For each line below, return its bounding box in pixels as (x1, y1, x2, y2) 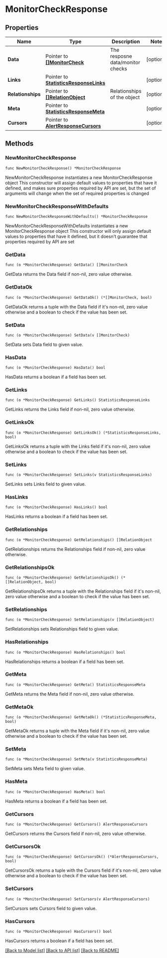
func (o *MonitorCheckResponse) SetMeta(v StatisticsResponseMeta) (5, 757, 148, 762)
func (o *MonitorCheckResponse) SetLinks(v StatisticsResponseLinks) (5, 473, 153, 478)
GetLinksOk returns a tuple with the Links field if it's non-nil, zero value (5, 443, 151, 449)
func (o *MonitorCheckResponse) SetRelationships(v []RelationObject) (5, 617, 155, 623)
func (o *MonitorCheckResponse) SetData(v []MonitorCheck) (5, 332, 130, 337)
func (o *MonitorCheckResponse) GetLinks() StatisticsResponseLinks (5, 398, 150, 403)
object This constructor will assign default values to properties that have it (5, 179, 157, 185)
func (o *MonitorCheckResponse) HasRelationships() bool (5, 649, 126, 655)
